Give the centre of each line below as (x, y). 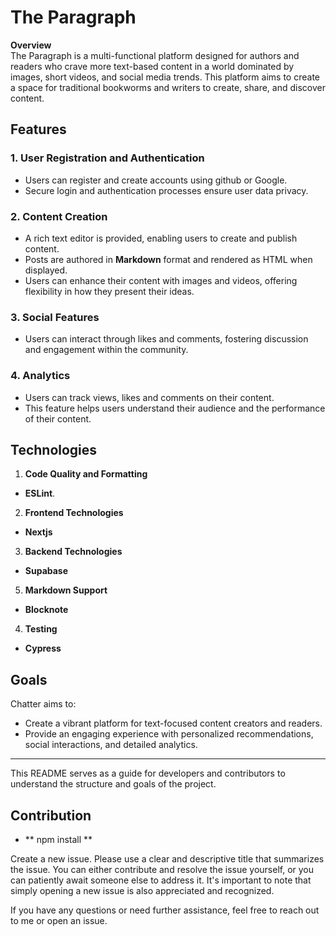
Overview (31, 45)
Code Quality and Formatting (86, 474)
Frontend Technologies (74, 513)
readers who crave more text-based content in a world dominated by (152, 66)
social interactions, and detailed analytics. (111, 745)
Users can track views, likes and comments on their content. (149, 397)
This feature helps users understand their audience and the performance (175, 408)
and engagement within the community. (106, 350)
